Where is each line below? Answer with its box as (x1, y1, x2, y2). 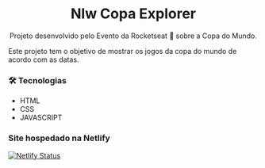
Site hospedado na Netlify (8, 132, 111, 143)
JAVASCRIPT (19, 113, 63, 123)
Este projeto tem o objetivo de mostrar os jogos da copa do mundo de (8, 46, 237, 55)
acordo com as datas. (8, 55, 79, 64)
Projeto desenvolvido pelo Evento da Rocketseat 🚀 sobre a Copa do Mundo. (9, 31, 258, 40)
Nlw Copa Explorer (70, 5, 197, 23)
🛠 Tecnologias (8, 74, 67, 86)
